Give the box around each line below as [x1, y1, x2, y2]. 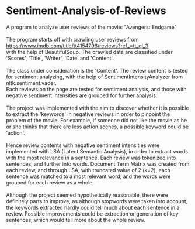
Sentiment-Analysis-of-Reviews [6, 4, 166, 18]
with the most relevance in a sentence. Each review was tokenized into [6, 154, 176, 161]
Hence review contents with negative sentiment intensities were [6, 142, 160, 149]
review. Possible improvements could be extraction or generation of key [6, 210, 179, 217]
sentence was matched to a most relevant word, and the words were [6, 173, 171, 180]
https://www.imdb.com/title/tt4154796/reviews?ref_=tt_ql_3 [6, 42, 149, 49]
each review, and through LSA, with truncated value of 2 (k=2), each [6, 166, 171, 173]
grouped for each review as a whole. [6, 179, 95, 186]
